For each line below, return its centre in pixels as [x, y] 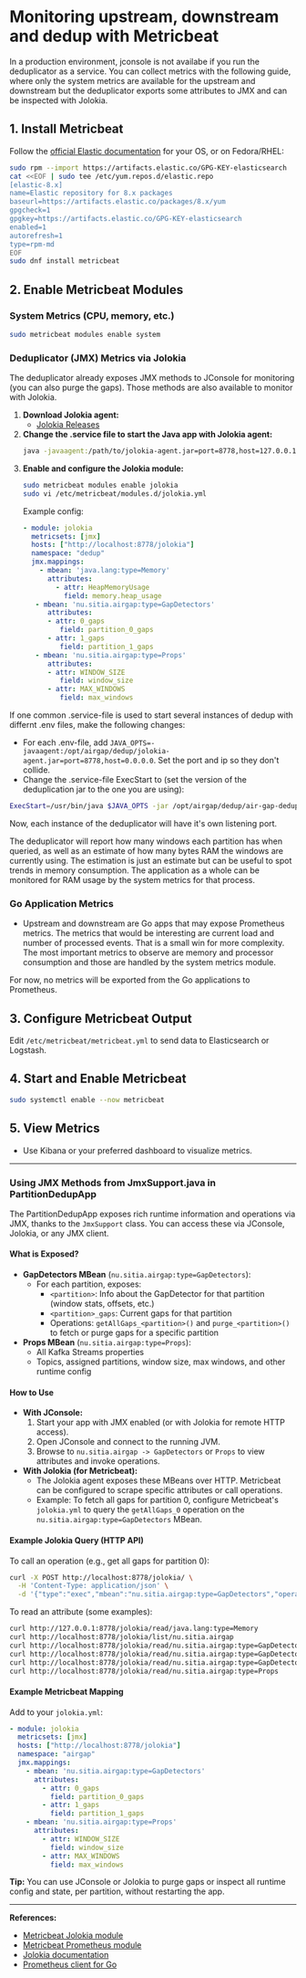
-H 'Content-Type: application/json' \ [93, 1586]
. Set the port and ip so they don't [216, 761]
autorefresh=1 [36, 236]
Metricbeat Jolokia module [73, 1936]
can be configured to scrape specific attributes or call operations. [159, 1490]
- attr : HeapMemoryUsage [103, 587]
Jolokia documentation [66, 1955]
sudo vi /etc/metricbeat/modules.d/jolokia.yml [114, 494]
